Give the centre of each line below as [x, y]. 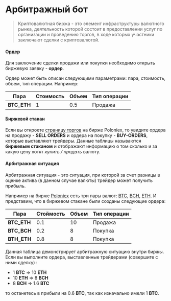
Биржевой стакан [25, 119]
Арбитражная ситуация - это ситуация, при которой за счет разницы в [83, 175]
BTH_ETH [20, 239]
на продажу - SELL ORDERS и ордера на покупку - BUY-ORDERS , [77, 135]
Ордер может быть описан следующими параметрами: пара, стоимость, [86, 78]
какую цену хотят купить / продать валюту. [53, 152]
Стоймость [51, 214]
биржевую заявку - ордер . [35, 68]
